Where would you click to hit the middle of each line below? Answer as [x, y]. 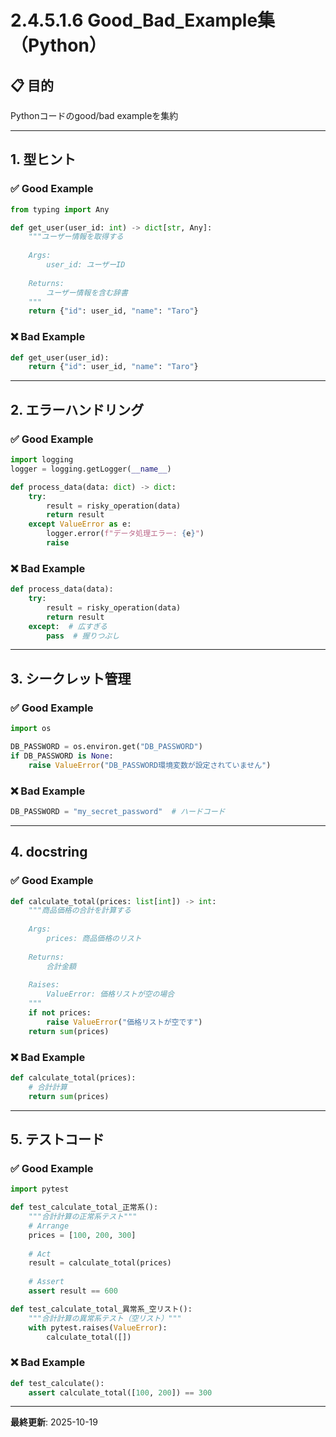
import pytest [40, 1189]
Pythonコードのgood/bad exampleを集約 [94, 115]
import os [31, 729]
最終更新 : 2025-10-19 [54, 1422]
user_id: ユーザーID [86, 265]
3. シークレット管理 [71, 678]
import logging [42, 460]
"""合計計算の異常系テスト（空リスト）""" [105, 1318]
